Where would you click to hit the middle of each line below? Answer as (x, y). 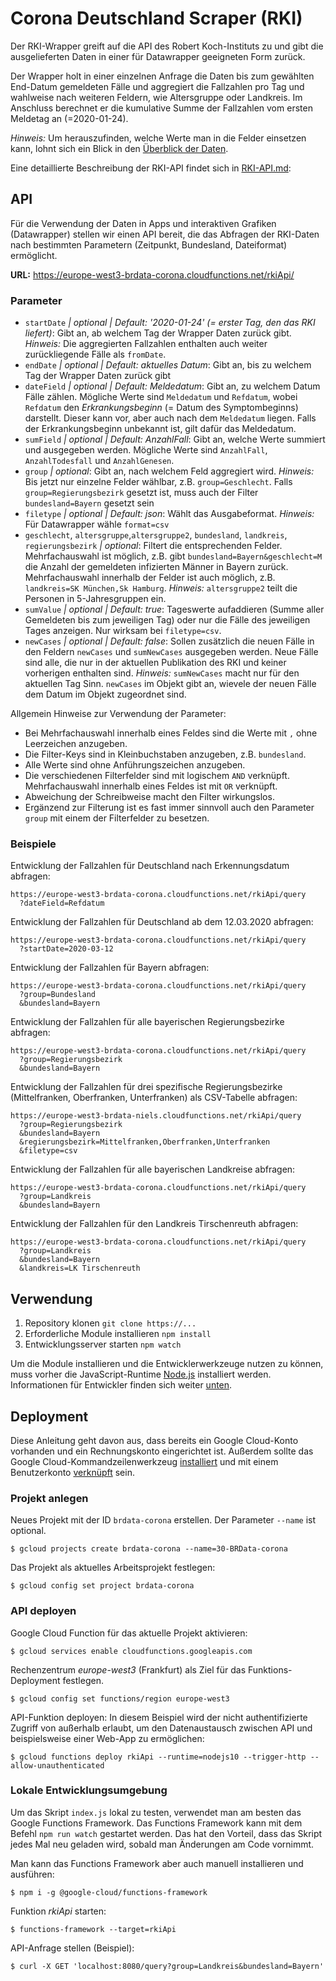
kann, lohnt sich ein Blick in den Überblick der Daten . (119, 148)
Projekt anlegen (49, 1498)
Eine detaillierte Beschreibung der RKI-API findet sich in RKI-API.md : (151, 168)
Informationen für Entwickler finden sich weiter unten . (121, 1385)
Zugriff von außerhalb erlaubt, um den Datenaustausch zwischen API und (161, 1728)
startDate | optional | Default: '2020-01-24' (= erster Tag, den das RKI (170, 323)
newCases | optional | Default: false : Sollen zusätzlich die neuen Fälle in (169, 641)
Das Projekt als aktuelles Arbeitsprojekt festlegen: (113, 1568)
